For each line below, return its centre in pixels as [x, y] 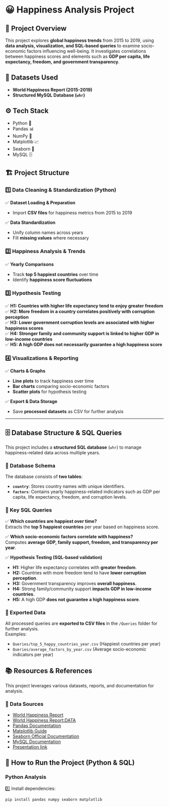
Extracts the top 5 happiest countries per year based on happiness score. [82, 527]
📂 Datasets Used [32, 78]
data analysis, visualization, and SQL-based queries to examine [73, 46]
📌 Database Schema [30, 465]
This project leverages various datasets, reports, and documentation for [80, 685]
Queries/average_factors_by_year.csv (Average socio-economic [79, 649]
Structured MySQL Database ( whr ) [49, 95]
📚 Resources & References [49, 671]
